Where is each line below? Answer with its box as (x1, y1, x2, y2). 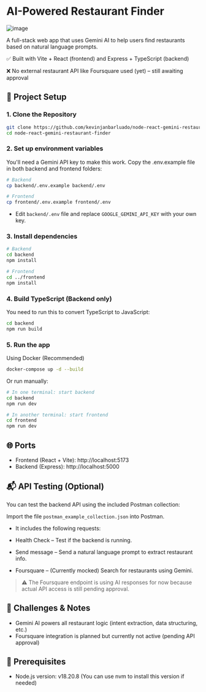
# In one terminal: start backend (6, 389, 95, 395)
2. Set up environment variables (6, 144, 104, 153)
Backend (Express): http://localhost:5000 (15, 463, 120, 470)
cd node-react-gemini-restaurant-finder (6, 130, 112, 136)
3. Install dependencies (6, 232, 78, 240)
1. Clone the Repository (6, 110, 77, 119)
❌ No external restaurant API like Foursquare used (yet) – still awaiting (6, 67, 183, 74)
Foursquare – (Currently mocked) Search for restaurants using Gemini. (15, 566, 193, 574)
